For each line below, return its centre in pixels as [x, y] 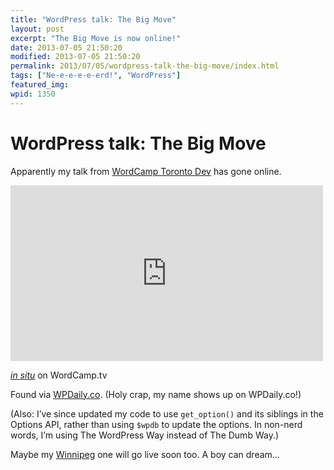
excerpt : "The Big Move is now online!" [96, 38]
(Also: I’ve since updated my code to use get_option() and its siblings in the [167, 413]
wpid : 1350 [33, 94]
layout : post [37, 29]
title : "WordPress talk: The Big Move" [93, 19]
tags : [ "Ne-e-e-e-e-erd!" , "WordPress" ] [96, 76]
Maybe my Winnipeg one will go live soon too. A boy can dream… [145, 454]
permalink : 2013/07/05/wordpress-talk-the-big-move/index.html [145, 66]
